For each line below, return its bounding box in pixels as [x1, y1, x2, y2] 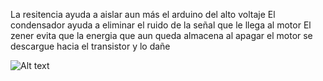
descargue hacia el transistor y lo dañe [10, 40, 171, 52]
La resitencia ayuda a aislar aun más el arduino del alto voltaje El [10, 9, 276, 20]
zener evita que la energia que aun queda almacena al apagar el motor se [10, 30, 313, 41]
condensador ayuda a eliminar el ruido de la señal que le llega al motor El [10, 19, 312, 31]
